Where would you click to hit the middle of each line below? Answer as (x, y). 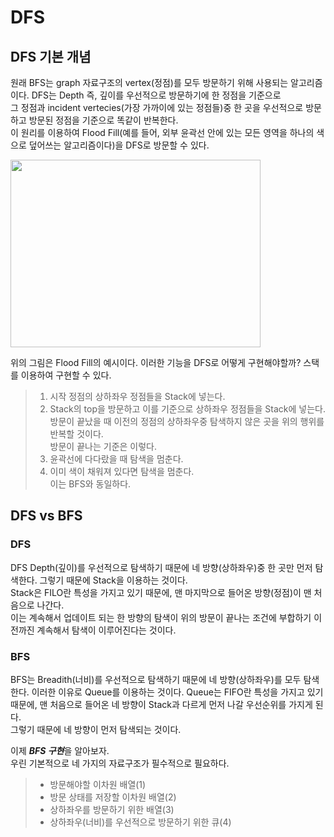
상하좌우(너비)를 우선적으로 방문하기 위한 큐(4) (140, 822)
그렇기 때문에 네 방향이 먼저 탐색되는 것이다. (96, 729)
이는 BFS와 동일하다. (90, 484)
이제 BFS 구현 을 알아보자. (60, 750)
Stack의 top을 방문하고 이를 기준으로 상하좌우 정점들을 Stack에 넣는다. (188, 409)
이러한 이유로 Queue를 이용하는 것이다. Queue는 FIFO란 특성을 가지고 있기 (177, 692)
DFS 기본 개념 (51, 56)
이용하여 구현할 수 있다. (66, 375)
